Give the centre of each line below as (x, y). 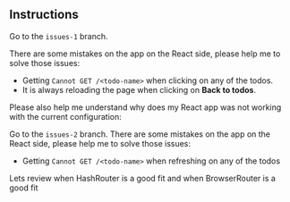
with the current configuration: (66, 116)
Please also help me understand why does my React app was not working (145, 107)
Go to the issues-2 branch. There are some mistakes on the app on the (140, 134)
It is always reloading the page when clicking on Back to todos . (139, 89)
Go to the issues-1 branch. (59, 36)
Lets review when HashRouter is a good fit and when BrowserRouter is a (142, 178)
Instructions (44, 15)
